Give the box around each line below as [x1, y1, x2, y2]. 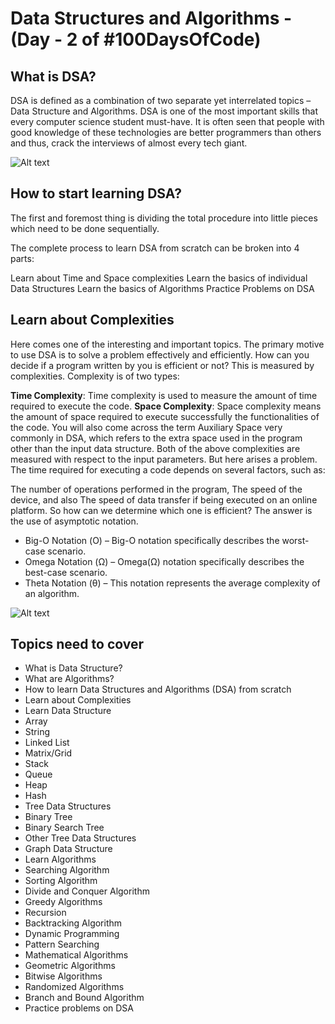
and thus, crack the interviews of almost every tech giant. [10, 137, 248, 149]
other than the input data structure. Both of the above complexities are [10, 442, 301, 454]
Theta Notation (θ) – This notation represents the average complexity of [24, 577, 321, 589]
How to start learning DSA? [10, 185, 182, 202]
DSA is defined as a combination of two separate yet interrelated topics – [10, 95, 312, 106]
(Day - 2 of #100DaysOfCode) [10, 28, 262, 51]
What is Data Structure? [24, 662, 123, 674]
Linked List [24, 737, 70, 749]
